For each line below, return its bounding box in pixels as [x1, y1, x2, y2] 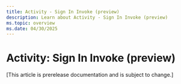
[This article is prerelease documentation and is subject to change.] [6, 71, 174, 79]
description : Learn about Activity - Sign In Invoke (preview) [6, 14, 168, 20]
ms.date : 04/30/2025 [6, 25, 58, 32]
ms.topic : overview [6, 20, 55, 26]
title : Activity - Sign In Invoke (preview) [6, 8, 120, 15]
